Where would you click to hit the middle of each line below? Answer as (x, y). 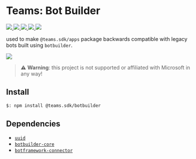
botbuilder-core (34, 144)
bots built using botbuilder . (39, 45)
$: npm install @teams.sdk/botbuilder (53, 106)
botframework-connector (44, 151)
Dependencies (33, 124)
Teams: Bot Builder (53, 11)
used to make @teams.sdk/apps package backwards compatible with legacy (97, 39)
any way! (31, 74)
